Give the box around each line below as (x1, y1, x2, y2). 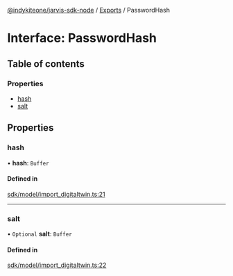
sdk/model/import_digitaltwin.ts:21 (7, 190, 105, 198)
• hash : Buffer (7, 159, 50, 167)
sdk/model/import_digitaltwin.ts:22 (7, 261, 107, 270)
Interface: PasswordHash (7, 31, 157, 46)
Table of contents (7, 58, 85, 70)
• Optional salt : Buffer (7, 229, 73, 238)
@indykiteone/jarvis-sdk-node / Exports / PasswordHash (7, 6, 170, 14)
